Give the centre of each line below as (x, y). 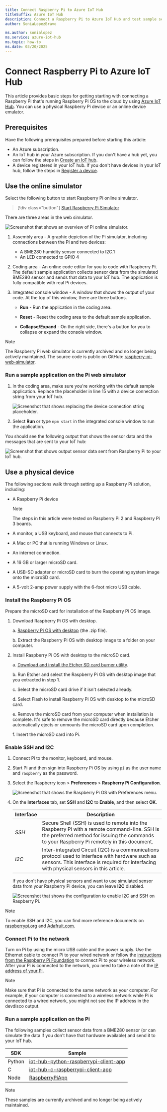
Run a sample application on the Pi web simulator (66, 375)
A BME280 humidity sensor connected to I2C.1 (67, 252)
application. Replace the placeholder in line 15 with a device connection (85, 391)
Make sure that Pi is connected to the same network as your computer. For (82, 990)
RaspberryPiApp (48, 1078)
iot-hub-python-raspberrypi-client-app (77, 1061)
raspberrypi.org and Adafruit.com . (40, 926)
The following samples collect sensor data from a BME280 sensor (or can (81, 1030)
